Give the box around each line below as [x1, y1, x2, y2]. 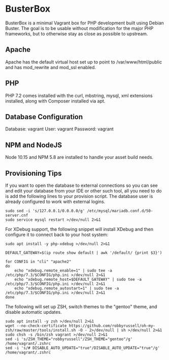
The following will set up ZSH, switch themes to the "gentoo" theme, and [5, 304, 157, 310]
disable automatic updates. [5, 309, 62, 315]
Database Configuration [5, 112, 83, 121]
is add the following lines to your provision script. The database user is [5, 193, 153, 199]
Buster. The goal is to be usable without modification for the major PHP [5, 25, 154, 31]
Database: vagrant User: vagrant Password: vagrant [5, 126, 114, 132]
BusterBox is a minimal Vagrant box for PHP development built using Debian [5, 20, 164, 26]
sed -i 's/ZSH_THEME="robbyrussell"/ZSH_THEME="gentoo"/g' [5, 337, 133, 342]
